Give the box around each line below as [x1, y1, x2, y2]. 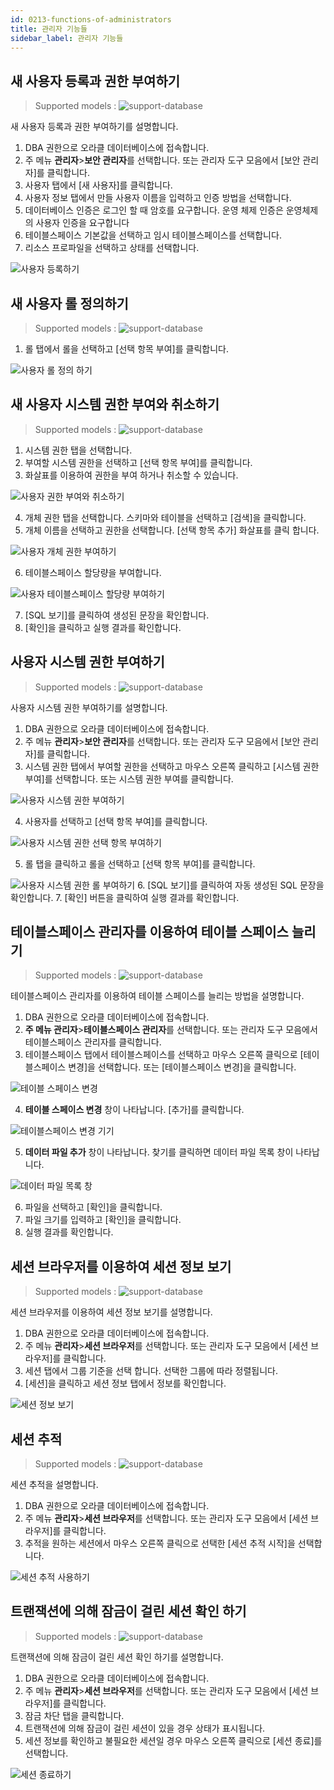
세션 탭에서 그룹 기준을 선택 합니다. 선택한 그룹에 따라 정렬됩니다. [24, 1365, 278, 1377]
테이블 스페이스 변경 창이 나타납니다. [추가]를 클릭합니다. [24, 1104, 245, 1116]
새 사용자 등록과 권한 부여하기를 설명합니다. [10, 121, 179, 133]
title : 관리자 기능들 [10, 24, 88, 34]
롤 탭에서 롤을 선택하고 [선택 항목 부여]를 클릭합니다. [24, 343, 229, 355]
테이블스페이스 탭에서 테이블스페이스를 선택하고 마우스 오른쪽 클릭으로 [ [24, 1049, 304, 1061]
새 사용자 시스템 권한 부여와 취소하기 [10, 396, 220, 413]
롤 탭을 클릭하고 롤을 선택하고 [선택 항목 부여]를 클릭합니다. [24, 857, 256, 870]
